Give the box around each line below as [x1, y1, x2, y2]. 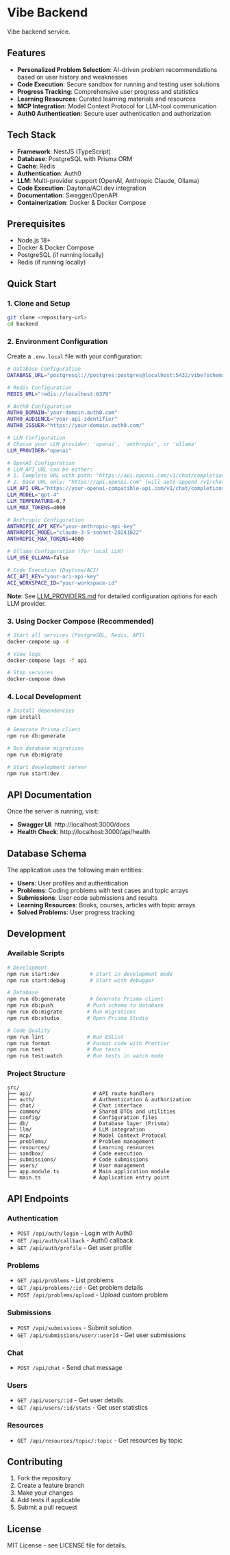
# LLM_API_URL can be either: [7, 466, 94, 473]
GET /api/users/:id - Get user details [16, 1396, 123, 1404]
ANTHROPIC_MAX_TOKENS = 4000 [7, 536, 84, 543]
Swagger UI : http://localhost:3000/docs [16, 820, 130, 829]
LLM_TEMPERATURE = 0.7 [7, 498, 66, 504]
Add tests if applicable [16, 1496, 81, 1504]
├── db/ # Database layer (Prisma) [7, 1121, 170, 1127]
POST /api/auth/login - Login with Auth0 [16, 1229, 133, 1238]
